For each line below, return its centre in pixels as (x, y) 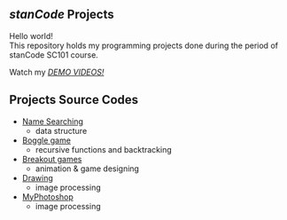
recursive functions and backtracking (104, 149)
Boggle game (46, 140)
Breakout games (52, 159)
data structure (61, 130)
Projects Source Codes (74, 100)
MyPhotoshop (47, 196)
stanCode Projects (62, 15)
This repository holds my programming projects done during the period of (144, 45)
